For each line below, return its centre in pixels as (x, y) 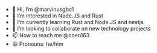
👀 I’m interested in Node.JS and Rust (58, 16)
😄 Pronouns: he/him (37, 44)
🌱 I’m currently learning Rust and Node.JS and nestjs (78, 22)
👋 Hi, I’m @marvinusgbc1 (43, 9)
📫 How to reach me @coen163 (51, 35)
